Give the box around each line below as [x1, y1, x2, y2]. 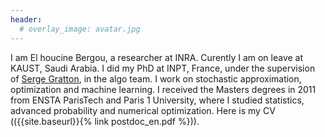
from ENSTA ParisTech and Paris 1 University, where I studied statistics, [10, 94, 305, 106]
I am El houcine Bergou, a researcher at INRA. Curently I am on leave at [10, 51, 304, 63]
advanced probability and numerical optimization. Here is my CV [10, 104, 276, 116]
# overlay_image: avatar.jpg [19, 24, 141, 34]
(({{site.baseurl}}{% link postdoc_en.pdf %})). [10, 115, 200, 127]
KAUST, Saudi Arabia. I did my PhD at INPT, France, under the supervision [10, 62, 316, 74]
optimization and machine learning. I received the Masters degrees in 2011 [10, 83, 317, 95]
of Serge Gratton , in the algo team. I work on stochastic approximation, [10, 72, 302, 85]
